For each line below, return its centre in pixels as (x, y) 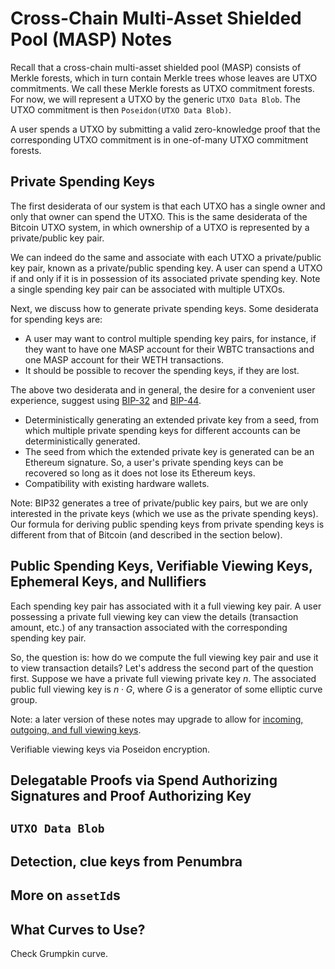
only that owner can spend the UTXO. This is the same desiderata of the (159, 216)
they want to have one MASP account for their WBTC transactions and (169, 349)
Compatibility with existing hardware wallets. (117, 483)
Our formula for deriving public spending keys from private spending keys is (167, 524)
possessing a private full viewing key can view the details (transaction (154, 616)
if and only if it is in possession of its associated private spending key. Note (165, 278)
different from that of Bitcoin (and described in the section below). (146, 534)
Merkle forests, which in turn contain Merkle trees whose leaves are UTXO (164, 78)
